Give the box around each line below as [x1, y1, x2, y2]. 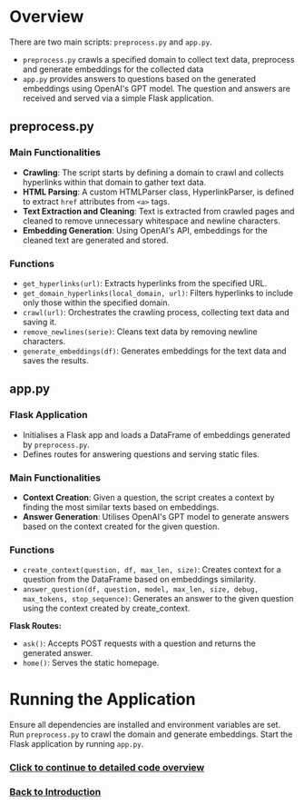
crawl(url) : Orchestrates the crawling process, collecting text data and [22, 306, 290, 317]
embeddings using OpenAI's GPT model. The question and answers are [22, 83, 290, 94]
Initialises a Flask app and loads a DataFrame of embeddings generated [22, 429, 290, 440]
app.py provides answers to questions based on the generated [22, 73, 257, 84]
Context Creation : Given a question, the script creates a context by [22, 492, 275, 503]
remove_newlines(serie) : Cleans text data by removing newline [22, 325, 258, 337]
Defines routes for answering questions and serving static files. [22, 448, 260, 460]
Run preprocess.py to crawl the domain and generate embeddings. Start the [9, 729, 293, 740]
